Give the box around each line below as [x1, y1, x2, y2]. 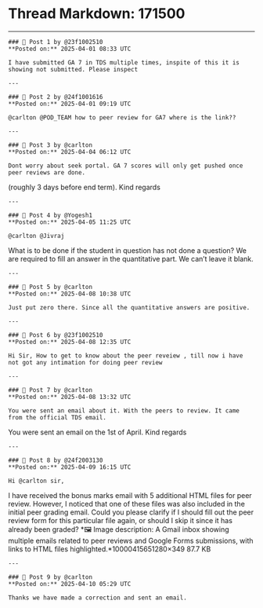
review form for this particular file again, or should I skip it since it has [8, 515, 233, 525]
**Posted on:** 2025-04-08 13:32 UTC [8, 393, 131, 401]
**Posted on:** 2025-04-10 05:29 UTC [8, 580, 131, 588]
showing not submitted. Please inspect [8, 65, 139, 73]
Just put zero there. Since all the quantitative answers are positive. [8, 303, 250, 311]
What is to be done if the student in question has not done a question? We [8, 245, 247, 255]
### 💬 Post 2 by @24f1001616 [8, 93, 103, 101]
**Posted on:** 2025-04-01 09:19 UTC [8, 100, 131, 108]
